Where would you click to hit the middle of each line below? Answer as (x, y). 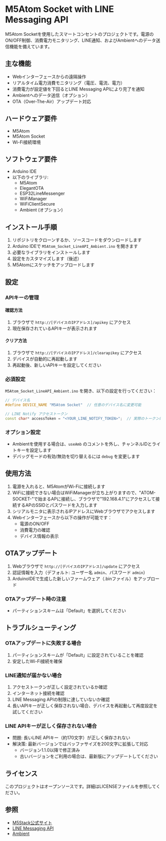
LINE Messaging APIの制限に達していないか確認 (61, 699)
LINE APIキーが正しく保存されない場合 (51, 726)
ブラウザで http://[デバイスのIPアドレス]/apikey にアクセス (71, 322)
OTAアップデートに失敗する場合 (43, 643)
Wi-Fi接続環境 (26, 142)
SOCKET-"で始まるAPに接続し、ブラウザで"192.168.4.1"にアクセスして (84, 499)
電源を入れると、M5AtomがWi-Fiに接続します (59, 486)
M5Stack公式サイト (32, 823)
